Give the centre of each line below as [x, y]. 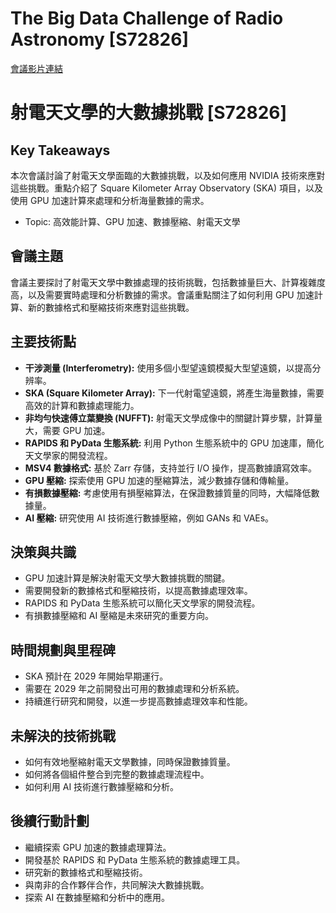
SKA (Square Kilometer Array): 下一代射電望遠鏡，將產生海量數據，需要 [174, 393]
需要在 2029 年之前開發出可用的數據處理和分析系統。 [134, 689]
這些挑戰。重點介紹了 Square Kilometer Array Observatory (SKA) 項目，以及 [167, 188]
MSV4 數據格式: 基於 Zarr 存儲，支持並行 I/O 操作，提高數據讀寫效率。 [171, 468]
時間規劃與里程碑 [63, 650]
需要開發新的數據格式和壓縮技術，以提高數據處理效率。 [138, 591]
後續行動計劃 [50, 821]
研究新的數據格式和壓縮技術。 [86, 872]
